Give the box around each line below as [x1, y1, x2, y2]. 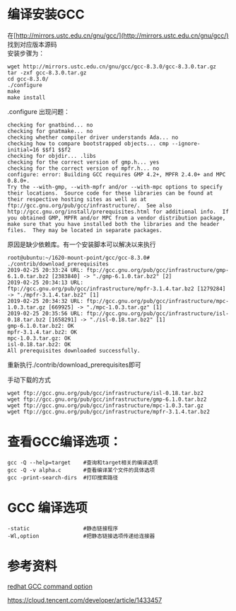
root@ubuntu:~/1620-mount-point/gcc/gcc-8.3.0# [7, 254, 151, 261]
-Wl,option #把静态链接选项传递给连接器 [7, 532, 155, 539]
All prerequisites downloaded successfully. [7, 347, 141, 354]
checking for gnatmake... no [7, 127, 93, 135]
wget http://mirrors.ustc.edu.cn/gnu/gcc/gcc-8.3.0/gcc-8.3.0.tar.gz [7, 63, 217, 70]
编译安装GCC [7, 6, 85, 23]
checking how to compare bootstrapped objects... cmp [7, 139, 170, 147]
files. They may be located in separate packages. [7, 227, 163, 234]
